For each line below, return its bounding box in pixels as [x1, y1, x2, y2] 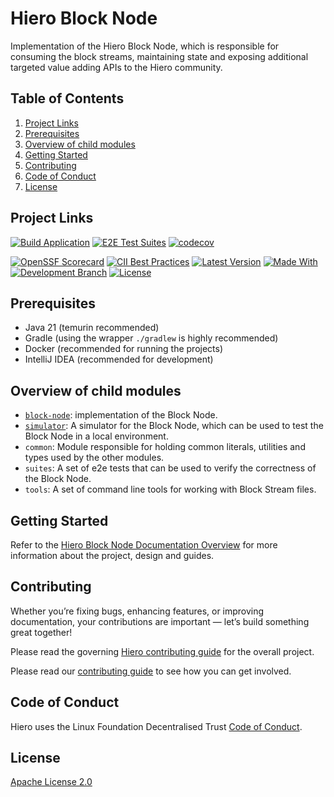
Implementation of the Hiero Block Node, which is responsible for [10, 40, 280, 52]
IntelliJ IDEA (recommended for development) [24, 353, 214, 366]
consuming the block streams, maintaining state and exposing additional [10, 50, 309, 62]
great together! [10, 626, 73, 638]
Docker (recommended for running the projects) [24, 343, 224, 355]
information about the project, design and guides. [10, 550, 215, 561]
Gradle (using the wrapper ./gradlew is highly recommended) [24, 332, 279, 344]
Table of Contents [10, 90, 125, 107]
